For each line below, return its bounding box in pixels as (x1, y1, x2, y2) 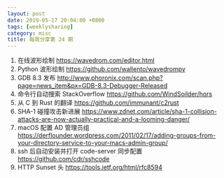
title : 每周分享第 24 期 (7, 36, 73, 43)
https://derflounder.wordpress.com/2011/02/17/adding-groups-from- (17, 131, 216, 140)
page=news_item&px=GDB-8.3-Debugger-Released (17, 82, 168, 90)
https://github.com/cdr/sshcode (17, 155, 110, 163)
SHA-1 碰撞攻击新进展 (17, 107, 80, 116)
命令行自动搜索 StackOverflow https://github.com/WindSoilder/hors (17, 90, 213, 98)
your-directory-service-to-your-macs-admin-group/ (17, 139, 168, 147)
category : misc (7, 29, 52, 37)
